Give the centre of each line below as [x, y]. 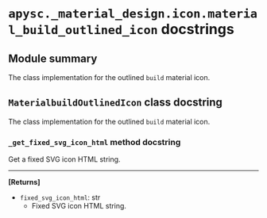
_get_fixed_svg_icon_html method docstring [95, 142]
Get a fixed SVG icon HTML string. [64, 159]
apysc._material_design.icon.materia [133, 14]
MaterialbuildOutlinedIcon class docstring [115, 103]
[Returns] [25, 182]
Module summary [53, 58]
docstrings [197, 29]
